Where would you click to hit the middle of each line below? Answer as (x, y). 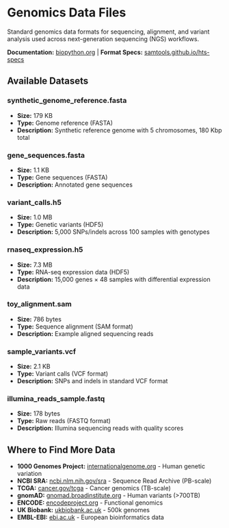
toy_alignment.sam (39, 304)
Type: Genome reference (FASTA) (65, 123)
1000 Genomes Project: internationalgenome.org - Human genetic (111, 466)
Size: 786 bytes (39, 319)
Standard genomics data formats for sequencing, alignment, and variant (108, 32)
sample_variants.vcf (42, 351)
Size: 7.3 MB (35, 265)
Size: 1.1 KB (33, 170)
